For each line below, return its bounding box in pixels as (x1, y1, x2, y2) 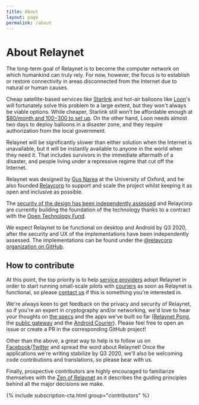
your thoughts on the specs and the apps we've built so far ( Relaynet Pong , (6, 313, 191, 320)
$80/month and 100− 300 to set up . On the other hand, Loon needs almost (6, 114, 188, 122)
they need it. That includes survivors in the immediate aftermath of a (6, 151, 173, 158)
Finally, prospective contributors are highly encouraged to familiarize (6, 367, 175, 375)
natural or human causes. (6, 84, 69, 91)
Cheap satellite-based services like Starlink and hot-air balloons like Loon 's (6, 96, 191, 103)
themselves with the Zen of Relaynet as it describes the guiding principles (6, 374, 187, 381)
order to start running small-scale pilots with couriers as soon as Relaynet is (6, 282, 192, 289)
